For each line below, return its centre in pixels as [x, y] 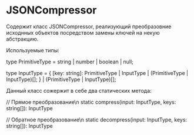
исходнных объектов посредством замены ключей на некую [83, 32]
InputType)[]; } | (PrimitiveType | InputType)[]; [61, 79]
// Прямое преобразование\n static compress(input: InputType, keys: [91, 102]
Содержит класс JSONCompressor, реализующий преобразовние [89, 26]
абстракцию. [22, 39]
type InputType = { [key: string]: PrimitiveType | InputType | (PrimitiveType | [97, 73]
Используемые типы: [33, 50]
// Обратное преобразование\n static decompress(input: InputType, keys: [96, 119]
